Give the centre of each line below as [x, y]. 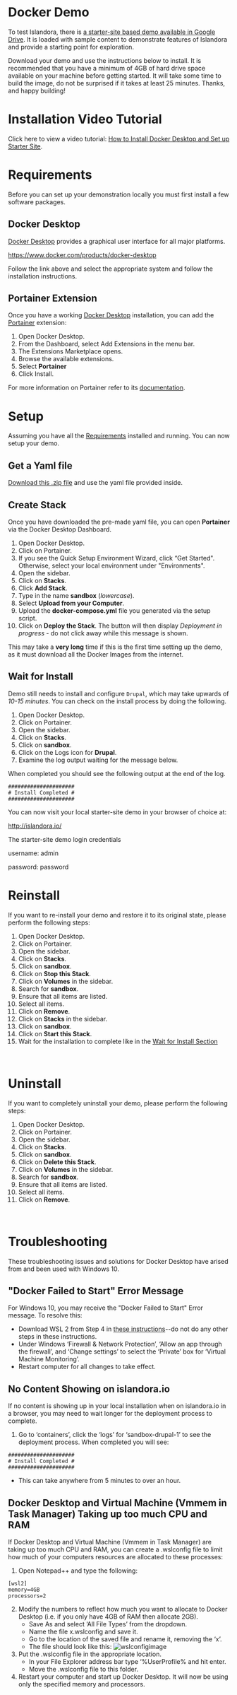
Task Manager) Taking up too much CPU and [108, 1514]
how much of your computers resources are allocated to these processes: [116, 1557]
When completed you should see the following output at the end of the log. [117, 773]
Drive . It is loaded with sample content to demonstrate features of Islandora [118, 39]
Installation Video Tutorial [85, 119]
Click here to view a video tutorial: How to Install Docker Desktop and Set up [119, 139]
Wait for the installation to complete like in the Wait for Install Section [118, 1041]
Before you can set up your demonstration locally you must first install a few [119, 194]
